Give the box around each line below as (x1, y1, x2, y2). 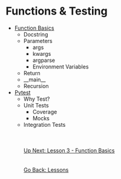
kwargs (32, 50, 51, 57)
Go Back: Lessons (23, 166, 69, 174)
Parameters (23, 37, 53, 44)
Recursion (23, 82, 49, 89)
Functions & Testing (5, 4, 108, 18)
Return (23, 69, 41, 76)
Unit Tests (23, 101, 49, 109)
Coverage (32, 108, 57, 115)
